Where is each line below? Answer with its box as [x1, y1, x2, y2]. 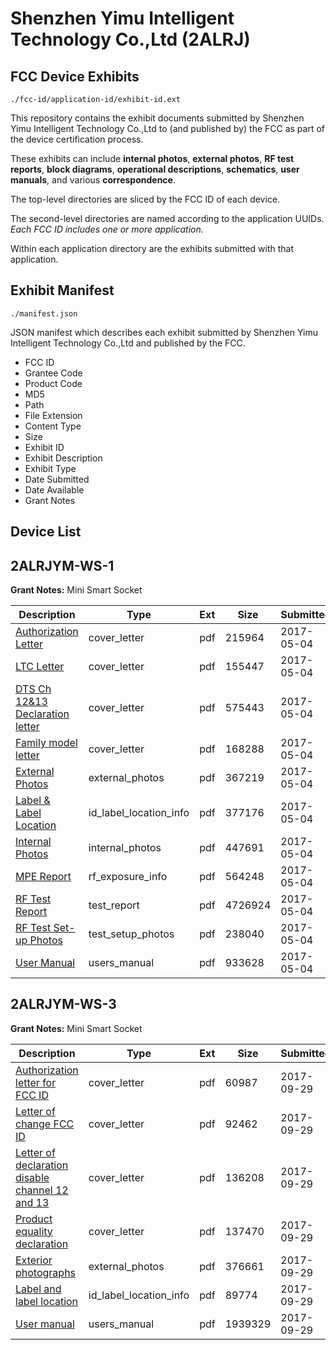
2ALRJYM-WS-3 [10, 996, 117, 1013]
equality [15, 1224, 53, 1238]
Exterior [15, 1253, 53, 1267]
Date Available [24, 483, 85, 496]
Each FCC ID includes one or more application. [10, 223, 204, 235]
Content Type [24, 420, 82, 432]
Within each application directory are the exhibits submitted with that [10, 243, 295, 254]
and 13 [15, 1195, 50, 1209]
